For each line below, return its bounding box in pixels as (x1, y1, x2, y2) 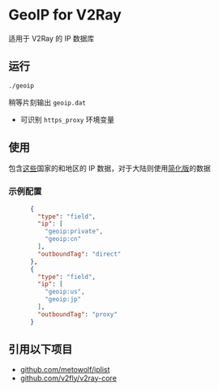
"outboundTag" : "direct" (37, 250, 122, 258)
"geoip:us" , (44, 288, 85, 296)
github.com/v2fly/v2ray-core (19, 373, 118, 383)
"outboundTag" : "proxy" (37, 310, 118, 318)
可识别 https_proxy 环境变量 (19, 114, 115, 124)
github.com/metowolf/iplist (19, 364, 110, 374)
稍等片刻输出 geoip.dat (8, 97, 87, 107)
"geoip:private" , (44, 227, 104, 236)
